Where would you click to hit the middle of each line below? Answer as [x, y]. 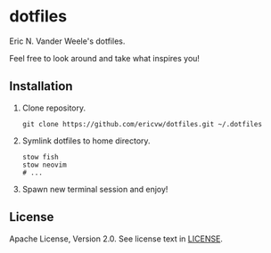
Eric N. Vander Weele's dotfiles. [67, 41]
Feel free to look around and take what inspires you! [105, 58]
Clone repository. [54, 108]
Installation [41, 86]
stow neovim [44, 165]
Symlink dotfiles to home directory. [86, 141]
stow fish [41, 157]
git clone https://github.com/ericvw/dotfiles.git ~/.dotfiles [142, 124]
